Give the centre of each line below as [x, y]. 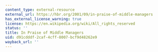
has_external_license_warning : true [43, 19]
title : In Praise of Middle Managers [44, 33]
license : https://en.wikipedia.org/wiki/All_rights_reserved [70, 24]
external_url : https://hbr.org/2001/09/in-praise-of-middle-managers [79, 14]
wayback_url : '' [22, 42]
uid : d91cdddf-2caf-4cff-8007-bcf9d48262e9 [51, 38]
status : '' [16, 28]
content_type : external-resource [40, 10]
